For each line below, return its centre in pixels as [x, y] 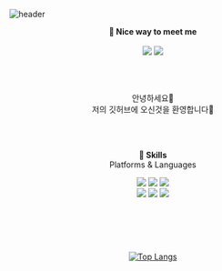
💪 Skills [153, 155]
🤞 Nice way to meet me [153, 31]
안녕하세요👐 [153, 98]
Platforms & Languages [153, 165]
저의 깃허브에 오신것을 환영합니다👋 [153, 110]
